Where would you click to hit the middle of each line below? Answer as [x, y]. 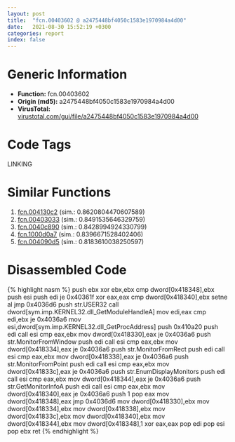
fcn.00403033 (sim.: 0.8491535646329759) [81, 219]
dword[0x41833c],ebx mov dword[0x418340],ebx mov [86, 416]
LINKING [20, 164]
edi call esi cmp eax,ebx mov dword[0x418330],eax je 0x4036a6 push [109, 334]
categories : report [36, 33]
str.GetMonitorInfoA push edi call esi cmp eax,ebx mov [86, 386]
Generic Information [67, 75]
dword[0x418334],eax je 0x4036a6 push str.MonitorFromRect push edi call [116, 349]
